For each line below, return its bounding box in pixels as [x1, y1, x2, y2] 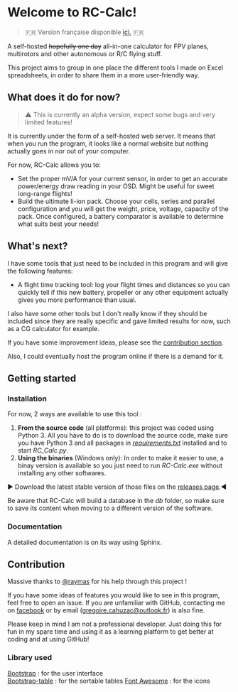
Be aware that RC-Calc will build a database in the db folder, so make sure [7, 497, 225, 505]
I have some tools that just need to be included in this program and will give [7, 259, 229, 267]
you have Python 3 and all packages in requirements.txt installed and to [17, 438, 227, 448]
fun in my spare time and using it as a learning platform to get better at [7, 627, 214, 636]
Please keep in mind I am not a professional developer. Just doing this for [7, 620, 222, 629]
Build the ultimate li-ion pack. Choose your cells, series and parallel [17, 197, 215, 205]
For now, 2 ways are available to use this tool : [7, 410, 142, 418]
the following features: [7, 266, 73, 275]
